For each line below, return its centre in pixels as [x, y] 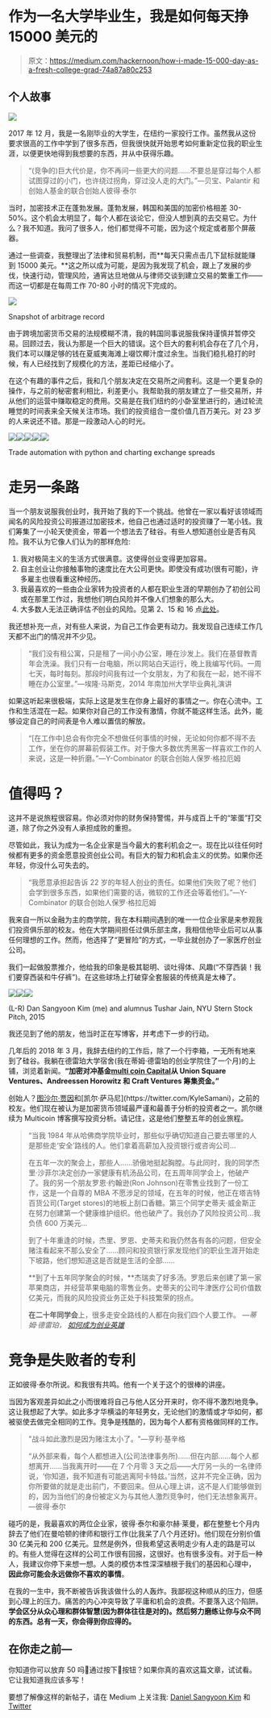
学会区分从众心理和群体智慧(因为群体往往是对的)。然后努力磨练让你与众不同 [135, 1611]
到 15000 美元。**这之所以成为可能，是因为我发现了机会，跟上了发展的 [127, 265]
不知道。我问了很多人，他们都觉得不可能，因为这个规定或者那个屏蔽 [142, 227]
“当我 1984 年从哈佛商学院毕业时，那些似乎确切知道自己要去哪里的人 [142, 1135]
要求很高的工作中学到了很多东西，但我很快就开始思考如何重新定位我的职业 [132, 143]
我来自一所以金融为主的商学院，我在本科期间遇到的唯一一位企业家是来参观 [132, 919]
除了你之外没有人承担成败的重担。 [79, 828]
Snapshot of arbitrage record [56, 316]
